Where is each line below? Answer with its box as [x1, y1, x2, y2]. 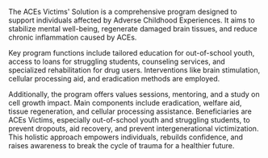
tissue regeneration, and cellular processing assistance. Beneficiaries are [8, 106, 252, 116]
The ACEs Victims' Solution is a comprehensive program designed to [8, 7, 237, 16]
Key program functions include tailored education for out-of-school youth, [8, 48, 255, 57]
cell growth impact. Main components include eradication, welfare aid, [8, 98, 242, 107]
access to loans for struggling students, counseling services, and [8, 56, 226, 66]
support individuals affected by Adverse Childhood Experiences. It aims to [8, 15, 256, 25]
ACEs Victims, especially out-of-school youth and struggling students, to [8, 115, 250, 124]
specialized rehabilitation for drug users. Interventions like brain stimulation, [8, 65, 261, 75]
